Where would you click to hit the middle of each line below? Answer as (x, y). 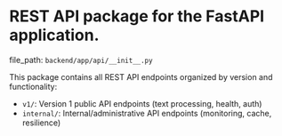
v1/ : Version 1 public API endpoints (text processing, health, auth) (142, 103)
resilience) (41, 123)
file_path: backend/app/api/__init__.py (81, 60)
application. (54, 35)
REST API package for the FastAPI (137, 16)
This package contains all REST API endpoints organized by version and (141, 76)
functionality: (33, 86)
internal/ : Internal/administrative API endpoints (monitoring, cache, (147, 113)
